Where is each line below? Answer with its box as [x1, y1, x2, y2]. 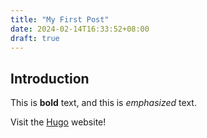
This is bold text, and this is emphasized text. [10, 97, 197, 109]
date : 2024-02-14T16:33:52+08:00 [10, 24, 150, 34]
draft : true [10, 33, 60, 43]
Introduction [10, 70, 90, 87]
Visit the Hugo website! [10, 116, 107, 128]
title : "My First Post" [10, 14, 110, 25]
